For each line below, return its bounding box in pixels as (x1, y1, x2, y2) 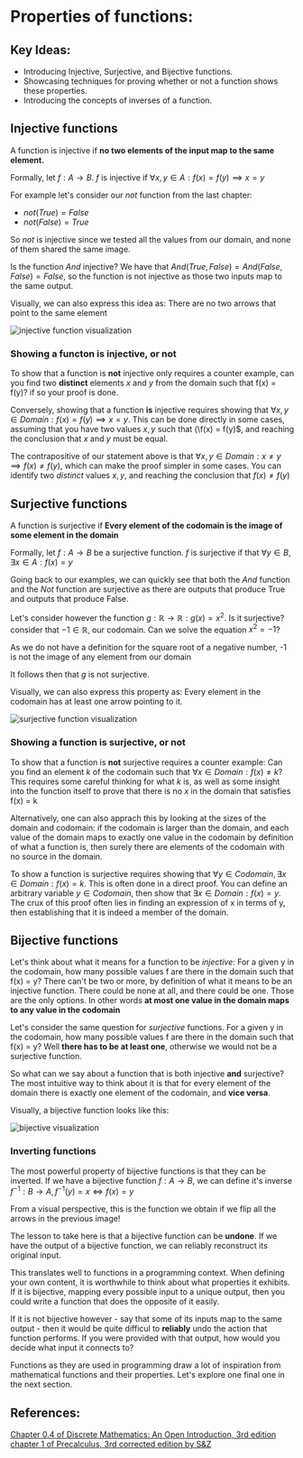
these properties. (23, 86, 88, 96)
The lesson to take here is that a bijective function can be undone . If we (10, 1231, 278, 1241)
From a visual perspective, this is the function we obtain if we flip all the (10, 1204, 277, 1214)
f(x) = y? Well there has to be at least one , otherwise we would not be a (10, 1041, 278, 1052)
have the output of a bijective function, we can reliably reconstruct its (10, 1241, 269, 1251)
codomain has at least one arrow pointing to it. (10, 697, 183, 707)
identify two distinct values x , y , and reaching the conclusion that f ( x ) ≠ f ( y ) (10, 470, 290, 481)
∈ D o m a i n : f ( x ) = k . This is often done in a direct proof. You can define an (10, 878, 288, 889)
